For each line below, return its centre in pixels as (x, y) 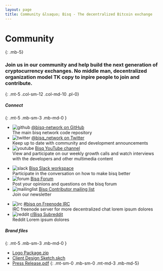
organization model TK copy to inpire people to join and (72, 77)
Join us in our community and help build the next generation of (81, 65)
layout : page (18, 10)
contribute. (19, 83)
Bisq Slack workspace (52, 168)
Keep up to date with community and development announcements (80, 143)
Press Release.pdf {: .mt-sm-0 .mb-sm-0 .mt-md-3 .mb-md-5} (76, 263)
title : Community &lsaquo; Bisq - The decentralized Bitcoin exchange (79, 14)
